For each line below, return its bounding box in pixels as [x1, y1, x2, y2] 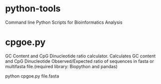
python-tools [5, 3, 61, 14]
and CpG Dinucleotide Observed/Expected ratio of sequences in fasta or [5, 58, 155, 64]
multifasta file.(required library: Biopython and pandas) [5, 63, 118, 69]
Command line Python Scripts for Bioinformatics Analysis [5, 19, 123, 25]
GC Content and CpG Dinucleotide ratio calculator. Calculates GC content [5, 53, 156, 59]
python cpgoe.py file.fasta [5, 73, 59, 79]
